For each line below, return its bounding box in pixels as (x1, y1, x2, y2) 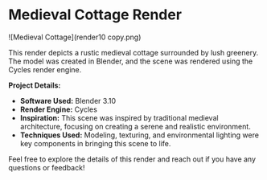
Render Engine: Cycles (19, 104, 98, 114)
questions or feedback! (8, 162, 85, 172)
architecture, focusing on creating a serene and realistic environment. (19, 121, 251, 131)
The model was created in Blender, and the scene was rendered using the (8, 56, 253, 66)
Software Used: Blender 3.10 (19, 96, 117, 105)
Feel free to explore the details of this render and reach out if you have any (8, 154, 256, 164)
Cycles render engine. (8, 64, 82, 74)
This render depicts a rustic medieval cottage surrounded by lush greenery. (8, 47, 259, 57)
